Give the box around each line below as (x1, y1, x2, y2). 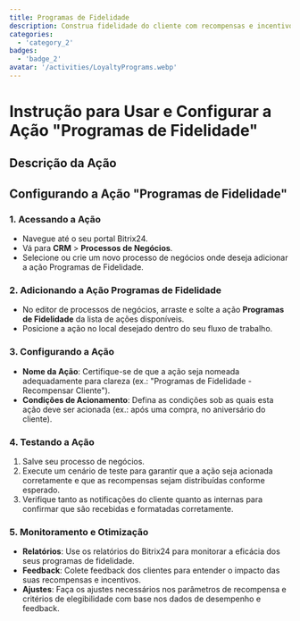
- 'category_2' (17, 38, 74, 47)
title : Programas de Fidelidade (9, 13, 129, 22)
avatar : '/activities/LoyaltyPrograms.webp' (9, 63, 178, 72)
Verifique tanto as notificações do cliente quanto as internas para (21, 494, 263, 505)
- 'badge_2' (17, 55, 62, 63)
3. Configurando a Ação (9, 346, 114, 358)
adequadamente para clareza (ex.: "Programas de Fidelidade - (21, 375, 253, 386)
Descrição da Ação (9, 155, 117, 171)
